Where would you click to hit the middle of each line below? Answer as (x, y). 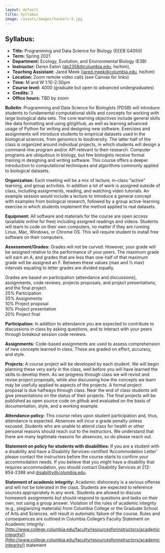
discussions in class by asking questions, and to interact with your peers (79, 329)
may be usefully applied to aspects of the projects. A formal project (73, 385)
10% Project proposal (27, 304)
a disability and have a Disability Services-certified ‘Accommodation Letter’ (81, 452)
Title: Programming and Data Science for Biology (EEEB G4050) (77, 51)
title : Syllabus (22, 14)
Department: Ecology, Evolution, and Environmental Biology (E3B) (79, 61)
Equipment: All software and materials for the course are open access (77, 216)
